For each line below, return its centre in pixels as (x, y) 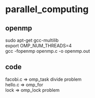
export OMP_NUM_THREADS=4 (39, 46)
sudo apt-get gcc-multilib (32, 40)
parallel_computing (47, 9)
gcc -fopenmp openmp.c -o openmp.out (48, 51)
